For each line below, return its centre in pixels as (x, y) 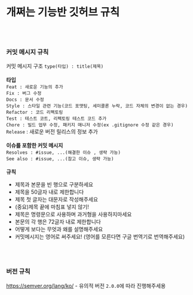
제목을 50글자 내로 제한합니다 (49, 192)
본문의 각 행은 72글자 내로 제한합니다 (58, 222)
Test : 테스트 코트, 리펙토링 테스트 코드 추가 (56, 119)
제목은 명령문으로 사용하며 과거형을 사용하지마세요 (73, 215)
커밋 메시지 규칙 (27, 52)
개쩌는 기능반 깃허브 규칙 (63, 12)
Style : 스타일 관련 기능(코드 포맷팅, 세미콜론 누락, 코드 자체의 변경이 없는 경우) (97, 106)
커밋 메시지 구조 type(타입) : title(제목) (55, 66)
